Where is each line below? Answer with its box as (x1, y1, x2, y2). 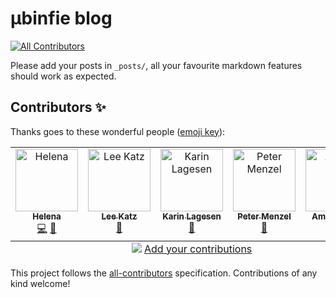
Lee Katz (101, 210, 138, 222)
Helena (32, 210, 62, 222)
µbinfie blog (10, 7, 113, 30)
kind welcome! (10, 277, 71, 289)
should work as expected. (10, 70, 117, 82)
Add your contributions (143, 242, 253, 256)
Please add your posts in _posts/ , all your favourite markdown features (10, 59, 303, 71)
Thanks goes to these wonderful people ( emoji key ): (10, 125, 226, 137)
